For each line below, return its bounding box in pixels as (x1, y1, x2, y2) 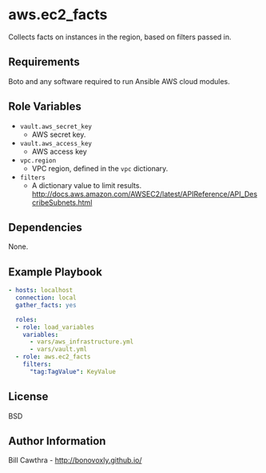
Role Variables (8, 100, 81, 114)
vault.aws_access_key (19, 139, 92, 147)
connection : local (15, 294, 77, 302)
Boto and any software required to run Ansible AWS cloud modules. (8, 76, 230, 86)
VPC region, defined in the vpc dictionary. (31, 163, 169, 173)
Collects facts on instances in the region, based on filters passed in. (8, 32, 232, 42)
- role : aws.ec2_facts (15, 353, 91, 361)
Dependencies (8, 220, 82, 234)
